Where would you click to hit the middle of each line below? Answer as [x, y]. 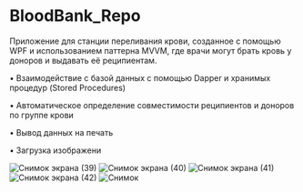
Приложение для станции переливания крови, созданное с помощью [145, 41]
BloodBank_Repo [75, 16]
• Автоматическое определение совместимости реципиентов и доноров [152, 105]
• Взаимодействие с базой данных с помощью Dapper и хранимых [140, 77]
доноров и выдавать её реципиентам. [83, 60]
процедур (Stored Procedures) [67, 87]
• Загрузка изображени [56, 150]
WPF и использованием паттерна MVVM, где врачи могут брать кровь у [151, 50]
